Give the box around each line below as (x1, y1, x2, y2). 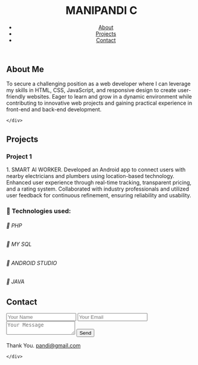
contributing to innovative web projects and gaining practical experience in (6, 99, 193, 107)
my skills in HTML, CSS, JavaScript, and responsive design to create (6, 87, 177, 94)
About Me (6, 64, 44, 74)
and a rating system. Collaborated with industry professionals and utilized (6, 185, 190, 192)
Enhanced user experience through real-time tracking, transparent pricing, (6, 179, 192, 186)
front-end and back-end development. (6, 106, 102, 113)
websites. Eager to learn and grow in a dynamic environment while (27, 93, 192, 100)
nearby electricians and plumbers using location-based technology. (6, 173, 174, 180)
